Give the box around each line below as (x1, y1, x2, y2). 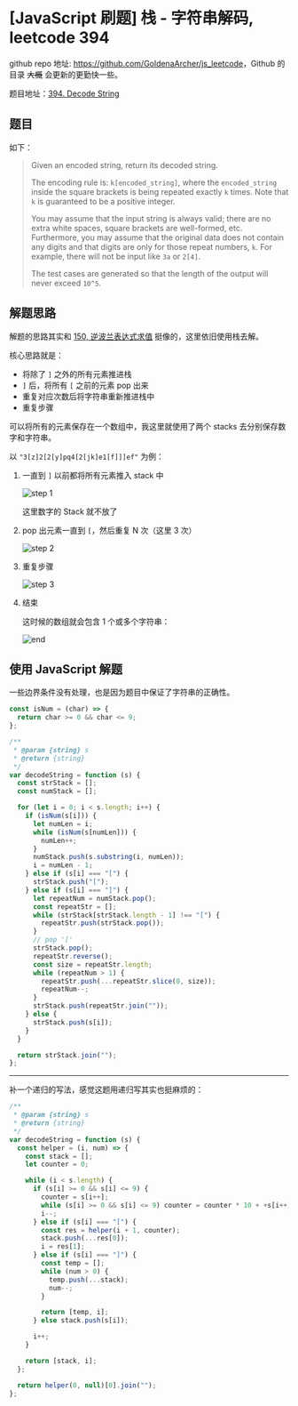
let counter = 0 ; (25, 1160, 90, 1169)
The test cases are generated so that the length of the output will (30, 268, 269, 278)
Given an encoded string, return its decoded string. (30, 159, 219, 170)
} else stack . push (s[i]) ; (32, 1316, 129, 1325)
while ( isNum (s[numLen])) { (32, 828, 137, 837)
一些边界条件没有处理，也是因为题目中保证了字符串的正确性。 (9, 687, 235, 698)
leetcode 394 (9, 28, 110, 48)
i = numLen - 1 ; (32, 861, 93, 870)
